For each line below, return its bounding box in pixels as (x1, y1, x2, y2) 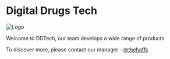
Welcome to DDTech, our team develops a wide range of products (6, 34, 165, 41)
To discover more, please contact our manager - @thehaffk (6, 46, 148, 53)
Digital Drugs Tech (6, 4, 98, 18)
